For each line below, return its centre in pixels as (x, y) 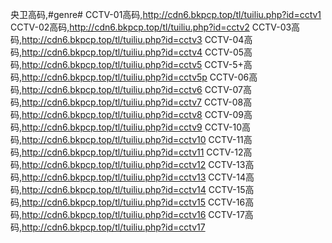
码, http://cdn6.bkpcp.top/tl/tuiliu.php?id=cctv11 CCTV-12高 (131, 152)
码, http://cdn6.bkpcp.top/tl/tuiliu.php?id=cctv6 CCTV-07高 (131, 89)
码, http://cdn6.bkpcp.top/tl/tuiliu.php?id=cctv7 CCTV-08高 (131, 102)
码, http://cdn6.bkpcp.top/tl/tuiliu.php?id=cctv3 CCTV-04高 (131, 39)
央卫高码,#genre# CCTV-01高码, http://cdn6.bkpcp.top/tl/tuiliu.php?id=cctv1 (166, 14)
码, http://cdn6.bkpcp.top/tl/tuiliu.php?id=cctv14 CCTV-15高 (132, 189)
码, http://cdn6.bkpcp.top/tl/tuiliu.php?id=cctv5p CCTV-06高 (134, 77)
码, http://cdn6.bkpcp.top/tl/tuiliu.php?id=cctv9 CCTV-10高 (131, 127)
